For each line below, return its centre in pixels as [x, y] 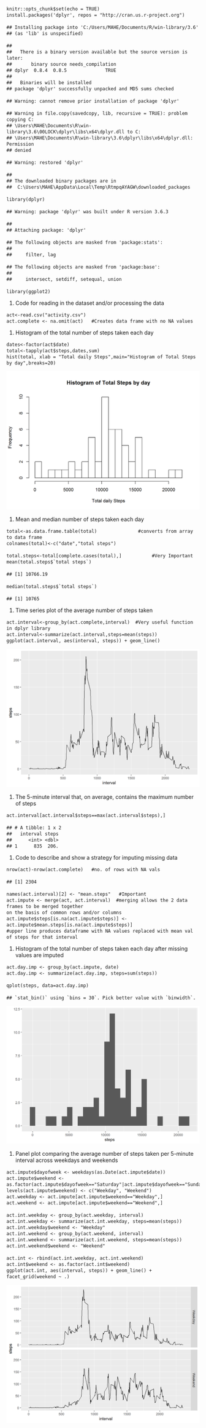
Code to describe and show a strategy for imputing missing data [96, 857]
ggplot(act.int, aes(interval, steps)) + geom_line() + [79, 1271]
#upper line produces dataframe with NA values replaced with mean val [100, 931]
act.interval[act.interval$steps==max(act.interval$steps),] [86, 815]
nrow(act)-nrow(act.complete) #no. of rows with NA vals [83, 869]
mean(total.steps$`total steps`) [49, 562]
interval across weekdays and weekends [67, 1160]
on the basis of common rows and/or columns [64, 912]
